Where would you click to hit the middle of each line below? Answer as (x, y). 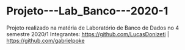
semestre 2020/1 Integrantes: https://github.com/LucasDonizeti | (88, 34)
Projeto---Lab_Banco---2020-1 (87, 11)
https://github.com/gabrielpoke (45, 40)
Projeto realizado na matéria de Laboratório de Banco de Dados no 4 (92, 28)
